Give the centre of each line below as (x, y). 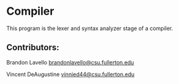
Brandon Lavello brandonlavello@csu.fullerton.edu (70, 62)
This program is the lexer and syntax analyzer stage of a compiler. (90, 28)
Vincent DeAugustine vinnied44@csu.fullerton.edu (70, 74)
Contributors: (33, 48)
